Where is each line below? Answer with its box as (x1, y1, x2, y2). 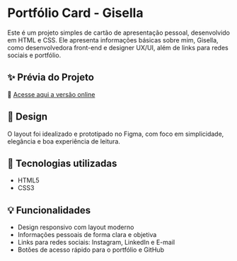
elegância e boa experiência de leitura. (7, 137, 120, 146)
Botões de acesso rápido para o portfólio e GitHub (17, 245, 165, 254)
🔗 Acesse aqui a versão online (7, 90, 96, 98)
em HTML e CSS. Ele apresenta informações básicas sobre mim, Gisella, (7, 35, 219, 44)
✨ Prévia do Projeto (7, 71, 94, 83)
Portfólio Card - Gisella (7, 5, 144, 21)
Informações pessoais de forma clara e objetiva (17, 231, 157, 239)
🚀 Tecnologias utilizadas (7, 157, 117, 169)
